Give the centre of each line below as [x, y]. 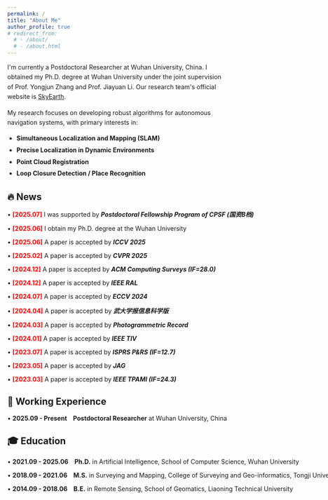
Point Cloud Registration [53, 161]
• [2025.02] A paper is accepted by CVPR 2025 [77, 256]
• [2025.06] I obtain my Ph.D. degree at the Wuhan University [97, 229]
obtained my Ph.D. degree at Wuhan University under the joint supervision [115, 77]
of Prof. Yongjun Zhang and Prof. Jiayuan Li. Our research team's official [112, 87]
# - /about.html [37, 46]
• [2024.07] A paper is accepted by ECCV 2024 [77, 297]
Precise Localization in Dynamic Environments [86, 150]
